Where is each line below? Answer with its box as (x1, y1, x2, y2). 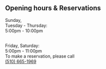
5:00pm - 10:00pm (5, 27, 43, 34)
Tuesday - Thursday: (5, 22, 48, 28)
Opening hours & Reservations (5, 4, 101, 12)
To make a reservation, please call (5, 53, 75, 59)
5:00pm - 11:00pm (5, 48, 42, 54)
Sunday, (5, 17, 22, 23)
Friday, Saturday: (5, 42, 39, 49)
